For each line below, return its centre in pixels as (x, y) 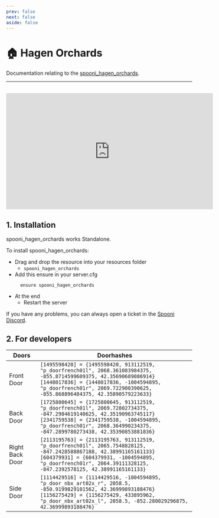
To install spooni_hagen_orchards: (48, 251)
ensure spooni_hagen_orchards (57, 286)
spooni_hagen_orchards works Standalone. (58, 239)
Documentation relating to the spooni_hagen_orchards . (73, 73)
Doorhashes (115, 355)
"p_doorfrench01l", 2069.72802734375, (95, 408)
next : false (21, 17)
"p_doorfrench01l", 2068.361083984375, (96, 370)
